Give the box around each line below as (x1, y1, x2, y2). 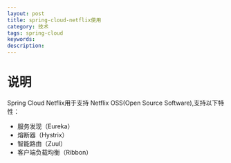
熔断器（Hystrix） (17, 130, 68, 139)
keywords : (7, 36, 36, 43)
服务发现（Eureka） (17, 122, 74, 130)
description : (7, 42, 45, 49)
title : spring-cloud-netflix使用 (7, 17, 102, 24)
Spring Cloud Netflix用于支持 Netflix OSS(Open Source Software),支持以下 (7, 98, 219, 107)
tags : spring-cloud (7, 29, 64, 37)
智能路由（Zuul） (17, 139, 67, 148)
